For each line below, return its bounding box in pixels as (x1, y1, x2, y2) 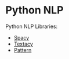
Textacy (13, 40, 33, 47)
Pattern (13, 46, 32, 53)
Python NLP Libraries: (5, 23, 58, 30)
